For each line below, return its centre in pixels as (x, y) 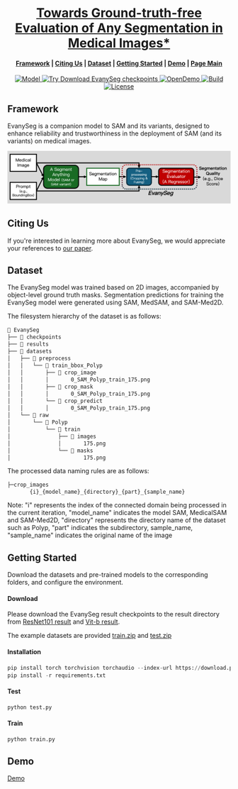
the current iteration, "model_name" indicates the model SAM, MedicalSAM (117, 513)
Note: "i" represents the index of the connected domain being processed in (117, 505)
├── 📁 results (28, 344)
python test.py (30, 707)
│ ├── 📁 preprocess (39, 359)
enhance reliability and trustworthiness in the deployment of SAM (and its (114, 133)
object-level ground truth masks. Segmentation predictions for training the (116, 295)
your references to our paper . (50, 248)
